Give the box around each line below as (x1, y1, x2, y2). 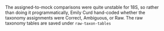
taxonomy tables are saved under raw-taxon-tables (5, 20, 111, 26)
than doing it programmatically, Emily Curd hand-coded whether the (5, 9, 145, 15)
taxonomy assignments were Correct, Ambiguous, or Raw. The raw (5, 15, 143, 20)
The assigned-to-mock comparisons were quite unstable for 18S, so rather (5, 4, 159, 10)
